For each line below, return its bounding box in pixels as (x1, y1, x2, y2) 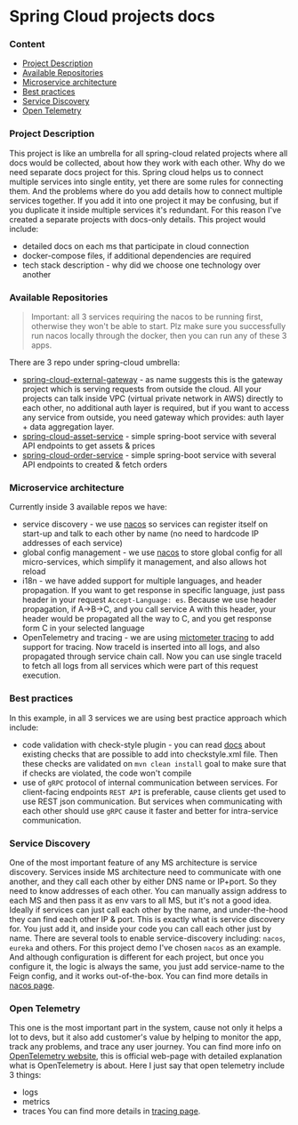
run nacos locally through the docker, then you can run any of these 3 (30, 331, 287, 342)
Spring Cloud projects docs (9, 6, 215, 27)
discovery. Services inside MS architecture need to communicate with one (9, 866, 282, 877)
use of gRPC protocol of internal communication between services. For (21, 776, 278, 788)
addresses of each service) (21, 538, 123, 549)
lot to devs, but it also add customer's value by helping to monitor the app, (9, 1032, 282, 1042)
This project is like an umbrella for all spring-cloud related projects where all (9, 148, 288, 158)
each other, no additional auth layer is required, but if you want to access (21, 403, 290, 414)
